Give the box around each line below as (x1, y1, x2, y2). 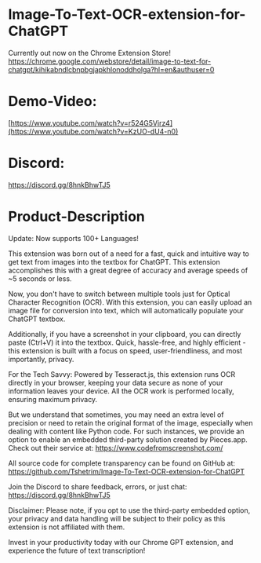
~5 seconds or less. (8, 273, 72, 283)
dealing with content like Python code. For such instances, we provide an (8, 426, 245, 436)
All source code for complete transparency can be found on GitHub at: (8, 458, 236, 468)
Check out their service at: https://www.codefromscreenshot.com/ (8, 443, 223, 452)
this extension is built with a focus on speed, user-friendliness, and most (8, 345, 243, 355)
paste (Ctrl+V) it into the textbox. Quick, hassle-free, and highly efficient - (8, 338, 246, 347)
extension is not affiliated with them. (8, 522, 125, 532)
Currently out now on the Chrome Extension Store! (8, 48, 171, 57)
